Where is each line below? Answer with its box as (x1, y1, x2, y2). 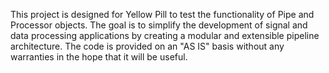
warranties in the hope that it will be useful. (10, 51, 188, 63)
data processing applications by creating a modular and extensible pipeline (10, 30, 320, 41)
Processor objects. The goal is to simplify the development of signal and (10, 19, 308, 31)
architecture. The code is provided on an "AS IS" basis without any (10, 40, 285, 52)
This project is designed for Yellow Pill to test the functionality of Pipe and (10, 9, 315, 20)
